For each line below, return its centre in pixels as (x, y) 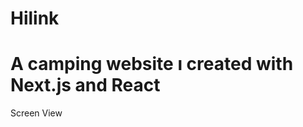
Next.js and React (85, 85)
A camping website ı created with (152, 64)
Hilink (35, 18)
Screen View (36, 113)
